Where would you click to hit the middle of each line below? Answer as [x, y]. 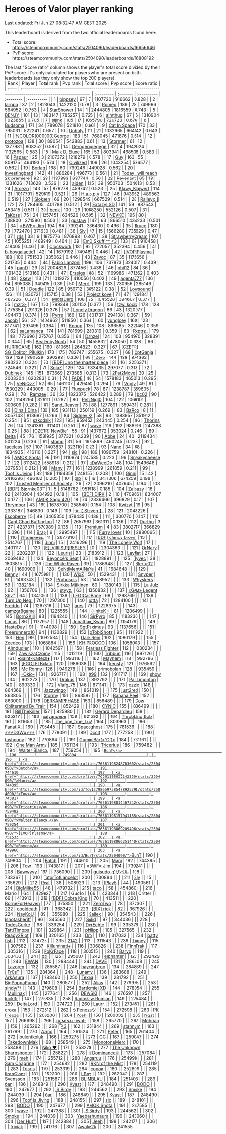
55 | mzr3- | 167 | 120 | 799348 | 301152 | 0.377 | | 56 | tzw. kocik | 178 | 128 [82, 304]
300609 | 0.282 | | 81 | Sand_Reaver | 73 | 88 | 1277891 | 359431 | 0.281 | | [81, 405]
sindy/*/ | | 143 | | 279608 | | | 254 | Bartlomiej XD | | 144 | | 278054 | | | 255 [82, 988]
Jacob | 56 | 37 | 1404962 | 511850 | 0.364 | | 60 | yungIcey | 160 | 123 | [78, 320]
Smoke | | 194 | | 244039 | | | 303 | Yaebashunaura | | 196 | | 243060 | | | [79, 1116]
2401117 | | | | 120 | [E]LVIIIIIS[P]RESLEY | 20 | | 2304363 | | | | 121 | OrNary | [82, 548]
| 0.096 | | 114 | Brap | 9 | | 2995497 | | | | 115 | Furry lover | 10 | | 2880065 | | [83, 532]
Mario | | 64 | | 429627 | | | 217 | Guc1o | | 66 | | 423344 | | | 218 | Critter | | [81, 893]
